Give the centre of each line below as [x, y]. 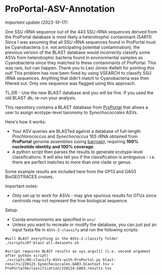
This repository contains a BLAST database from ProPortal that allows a [77, 107]
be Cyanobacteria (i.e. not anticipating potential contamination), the [73, 47]
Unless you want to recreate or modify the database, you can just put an [84, 225]
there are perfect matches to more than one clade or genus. [72, 162]
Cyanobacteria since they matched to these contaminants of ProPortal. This [81, 63]
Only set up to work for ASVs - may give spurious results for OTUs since [84, 195]
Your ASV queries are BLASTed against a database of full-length [76, 131]
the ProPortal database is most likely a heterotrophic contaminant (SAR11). [79, 37]
